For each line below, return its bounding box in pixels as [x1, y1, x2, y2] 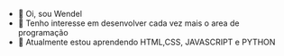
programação [17, 28, 69, 37]
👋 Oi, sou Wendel [17, 9, 83, 19]
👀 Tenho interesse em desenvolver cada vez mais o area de [17, 18, 240, 28]
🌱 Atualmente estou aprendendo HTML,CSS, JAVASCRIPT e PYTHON [17, 36, 276, 47]
